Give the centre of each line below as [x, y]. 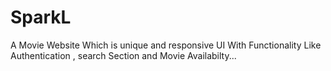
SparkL [41, 17]
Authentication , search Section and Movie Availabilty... [123, 55]
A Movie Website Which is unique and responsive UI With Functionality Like [166, 45]
